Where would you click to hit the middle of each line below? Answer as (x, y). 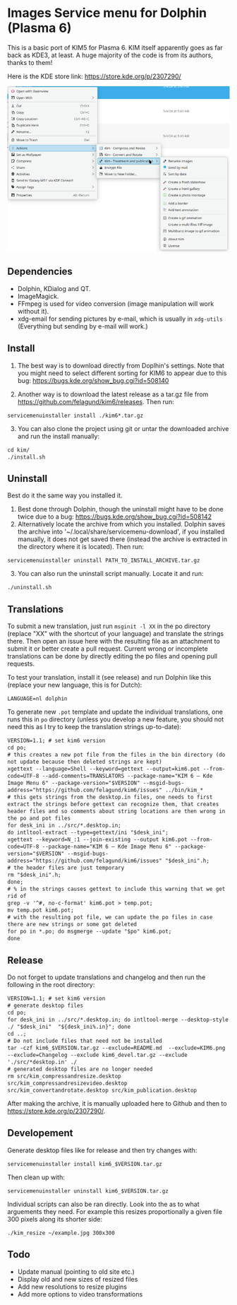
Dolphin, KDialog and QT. (54, 288)
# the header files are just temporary (66, 868)
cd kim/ (19, 450)
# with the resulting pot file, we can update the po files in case (110, 917)
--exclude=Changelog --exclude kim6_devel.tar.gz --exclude (98, 1055)
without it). (33, 311)
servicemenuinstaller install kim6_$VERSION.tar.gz (85, 1164)
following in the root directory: (51, 985)
